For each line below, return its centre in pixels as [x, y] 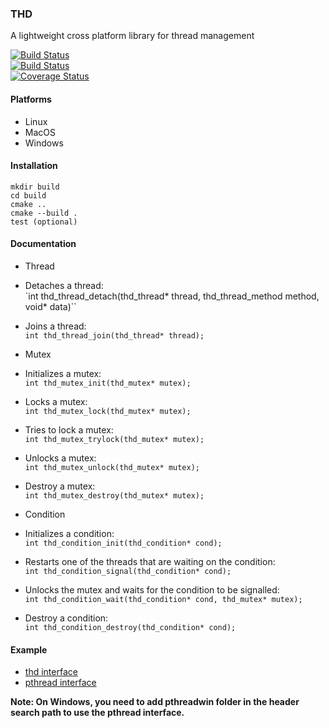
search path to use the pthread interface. [97, 713]
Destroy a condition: [66, 618]
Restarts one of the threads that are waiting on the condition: [150, 561]
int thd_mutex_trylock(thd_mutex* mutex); [114, 439]
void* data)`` [50, 306]
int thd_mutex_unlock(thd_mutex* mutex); [112, 467]
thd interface [51, 672]
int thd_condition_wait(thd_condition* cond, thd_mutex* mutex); [163, 599]
